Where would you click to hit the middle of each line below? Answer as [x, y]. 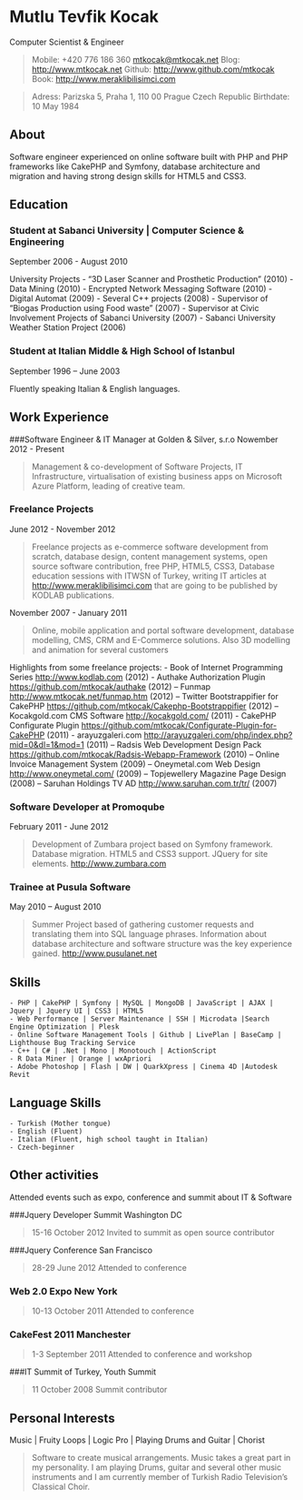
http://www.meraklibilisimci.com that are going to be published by [155, 585]
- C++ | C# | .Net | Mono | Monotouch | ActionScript [113, 1051]
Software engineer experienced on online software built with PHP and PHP [149, 156]
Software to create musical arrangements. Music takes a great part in [161, 1458]
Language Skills [55, 1102]
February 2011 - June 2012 [59, 827]
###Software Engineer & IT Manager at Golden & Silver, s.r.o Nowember [144, 439]
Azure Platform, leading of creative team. [108, 486]
